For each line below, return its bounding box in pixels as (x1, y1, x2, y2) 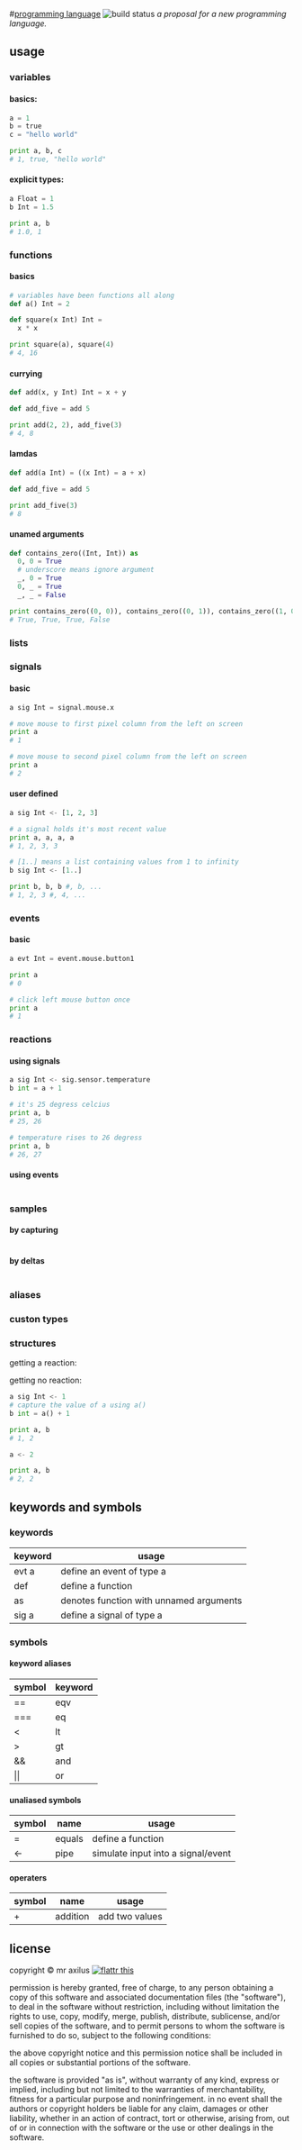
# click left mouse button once (9, 995, 130, 1004)
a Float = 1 (9, 195, 54, 204)
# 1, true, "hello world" (9, 155, 106, 164)
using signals (9, 1055, 61, 1066)
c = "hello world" (9, 131, 78, 140)
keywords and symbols (9, 1500, 142, 1515)
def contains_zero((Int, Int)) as (9, 549, 139, 558)
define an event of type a (60, 1565, 166, 1577)
